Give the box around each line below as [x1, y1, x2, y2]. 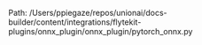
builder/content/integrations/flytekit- [8, 17, 142, 27]
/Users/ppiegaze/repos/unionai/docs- [28, 8, 167, 18]
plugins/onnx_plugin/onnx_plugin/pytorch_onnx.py [8, 26, 193, 36]
